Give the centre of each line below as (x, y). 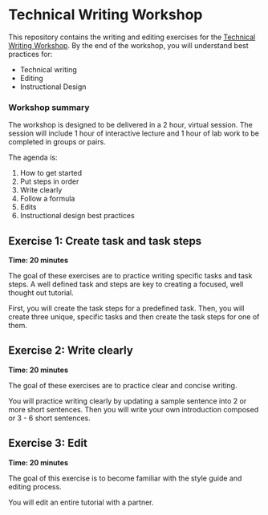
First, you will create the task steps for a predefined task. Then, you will (126, 308)
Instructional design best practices (77, 216)
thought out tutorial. (41, 293)
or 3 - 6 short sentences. (49, 418)
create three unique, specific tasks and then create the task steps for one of (134, 317)
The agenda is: (33, 157)
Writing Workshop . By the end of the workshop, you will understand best (128, 45)
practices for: (30, 54)
